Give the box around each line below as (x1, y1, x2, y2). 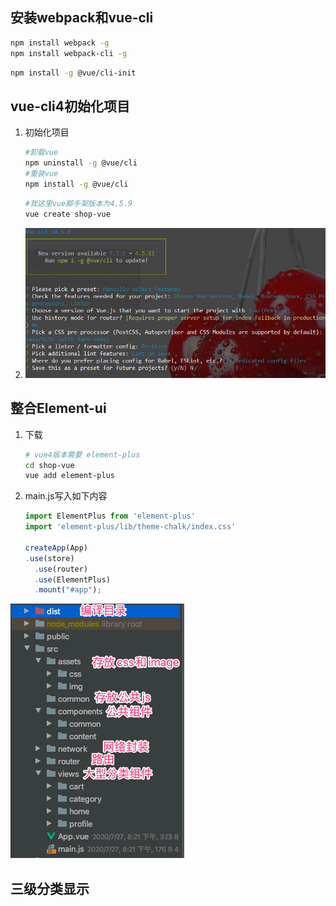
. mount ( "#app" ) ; (34, 585, 102, 595)
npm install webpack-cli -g (10, 48, 128, 58)
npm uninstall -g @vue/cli (24, 158, 138, 168)
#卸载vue (24, 148, 59, 158)
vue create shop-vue (24, 209, 111, 219)
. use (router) (34, 564, 89, 574)
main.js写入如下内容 (24, 490, 108, 502)
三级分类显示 (10, 880, 90, 897)
